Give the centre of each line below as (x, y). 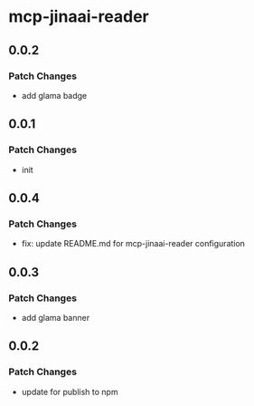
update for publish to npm (70, 391)
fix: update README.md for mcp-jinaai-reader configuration (133, 244)
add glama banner (56, 317)
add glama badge (54, 95)
